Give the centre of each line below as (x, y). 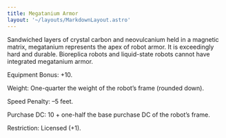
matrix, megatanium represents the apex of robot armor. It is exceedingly (111, 47)
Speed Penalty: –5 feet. (40, 101)
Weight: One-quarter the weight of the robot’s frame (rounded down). (106, 88)
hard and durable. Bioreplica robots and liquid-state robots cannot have (109, 54)
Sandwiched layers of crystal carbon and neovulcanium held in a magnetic (113, 39)
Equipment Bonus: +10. (40, 74)
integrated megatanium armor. (50, 61)
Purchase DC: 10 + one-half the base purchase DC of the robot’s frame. (109, 115)
